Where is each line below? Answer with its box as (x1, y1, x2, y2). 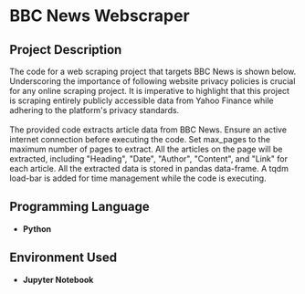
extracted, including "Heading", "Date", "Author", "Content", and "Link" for (9, 153, 288, 164)
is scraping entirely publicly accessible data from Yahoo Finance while (9, 95, 274, 106)
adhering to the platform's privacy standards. (9, 105, 180, 115)
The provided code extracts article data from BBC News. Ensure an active (9, 124, 288, 135)
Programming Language (9, 199, 151, 215)
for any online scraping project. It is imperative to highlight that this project (9, 86, 290, 96)
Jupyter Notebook (22, 274, 94, 285)
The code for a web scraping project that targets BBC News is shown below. (9, 66, 297, 77)
